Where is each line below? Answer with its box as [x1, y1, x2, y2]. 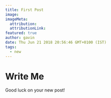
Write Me [5, 70, 44, 82]
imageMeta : [5, 16, 28, 21]
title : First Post [5, 7, 44, 12]
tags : [5, 44, 17, 49]
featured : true [5, 30, 37, 35]
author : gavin [5, 35, 35, 40]
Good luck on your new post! [5, 87, 65, 93]
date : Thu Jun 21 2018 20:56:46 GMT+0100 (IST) [5, 40, 107, 45]
